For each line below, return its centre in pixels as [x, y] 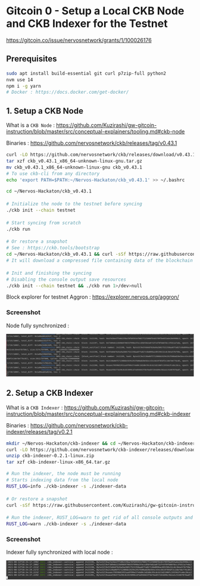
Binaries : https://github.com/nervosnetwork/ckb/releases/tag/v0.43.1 [92, 143]
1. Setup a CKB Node [45, 111]
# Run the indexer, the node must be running [63, 474]
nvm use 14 [20, 80]
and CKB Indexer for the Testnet [87, 24]
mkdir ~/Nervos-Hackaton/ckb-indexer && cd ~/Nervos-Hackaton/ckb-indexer [101, 443]
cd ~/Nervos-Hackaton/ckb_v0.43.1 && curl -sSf [66, 255]
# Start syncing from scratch [44, 223]
